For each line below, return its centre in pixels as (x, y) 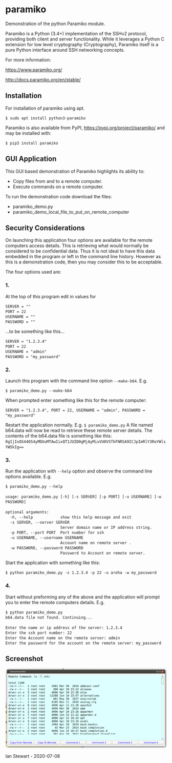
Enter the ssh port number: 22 (39, 633)
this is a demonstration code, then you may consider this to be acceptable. (84, 262)
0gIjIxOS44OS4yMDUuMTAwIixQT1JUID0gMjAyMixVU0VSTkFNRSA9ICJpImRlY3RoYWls (86, 442)
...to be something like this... (35, 331)
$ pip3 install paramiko (32, 143)
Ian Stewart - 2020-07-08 (33, 756)
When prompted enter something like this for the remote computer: (76, 400)
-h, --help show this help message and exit (71, 518)
